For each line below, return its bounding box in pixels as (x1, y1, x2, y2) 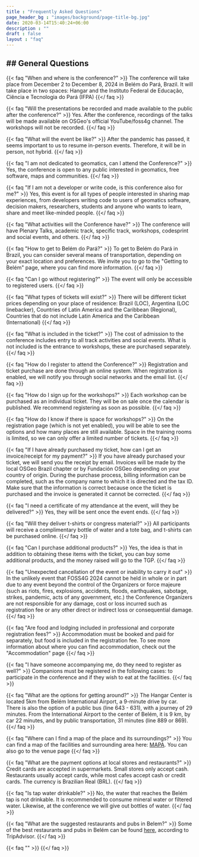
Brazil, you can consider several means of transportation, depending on (6, 251, 182, 258)
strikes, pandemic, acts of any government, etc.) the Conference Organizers (6, 594, 193, 601)
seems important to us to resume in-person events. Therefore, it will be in (6, 141, 186, 149)
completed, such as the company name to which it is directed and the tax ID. (6, 477, 194, 485)
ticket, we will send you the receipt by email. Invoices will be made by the (6, 458, 186, 465)
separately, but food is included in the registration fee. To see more (6, 636, 170, 644)
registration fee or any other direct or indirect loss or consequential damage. (6, 606, 193, 613)
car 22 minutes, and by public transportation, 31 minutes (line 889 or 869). (6, 716, 188, 724)
